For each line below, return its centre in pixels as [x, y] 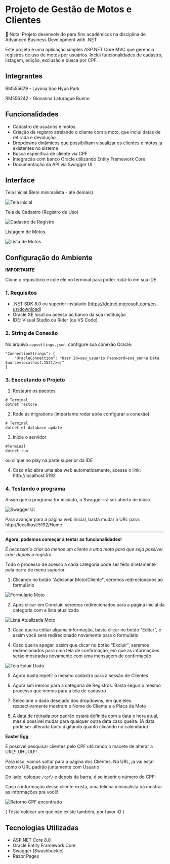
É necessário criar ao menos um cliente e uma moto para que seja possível [84, 549]
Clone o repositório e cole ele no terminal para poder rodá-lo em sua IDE [81, 280]
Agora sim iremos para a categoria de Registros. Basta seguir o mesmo [87, 685]
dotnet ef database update [34, 428]
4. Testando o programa [35, 489]
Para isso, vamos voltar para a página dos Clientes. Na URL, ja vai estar [80, 762]
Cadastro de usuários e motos [44, 126]
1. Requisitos [21, 293]
